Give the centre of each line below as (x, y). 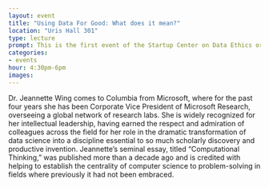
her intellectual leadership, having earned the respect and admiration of (126, 123)
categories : (28, 53)
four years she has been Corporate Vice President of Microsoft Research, (129, 106)
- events (23, 61)
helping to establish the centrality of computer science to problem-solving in (134, 165)
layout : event (32, 16)
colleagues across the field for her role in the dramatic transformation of (127, 132)
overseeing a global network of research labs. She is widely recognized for (132, 115)
